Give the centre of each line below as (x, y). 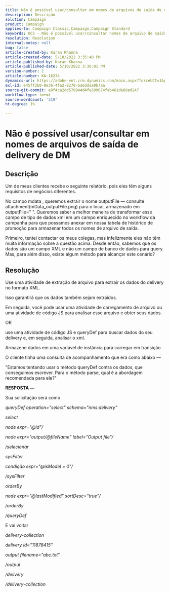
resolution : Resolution (30, 39)
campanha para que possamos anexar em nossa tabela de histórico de (79, 223)
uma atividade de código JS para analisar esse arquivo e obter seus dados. (84, 313)
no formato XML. (23, 287)
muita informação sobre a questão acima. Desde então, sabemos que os (81, 243)
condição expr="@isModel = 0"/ (39, 466)
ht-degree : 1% (20, 104)
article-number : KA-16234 (32, 76)
